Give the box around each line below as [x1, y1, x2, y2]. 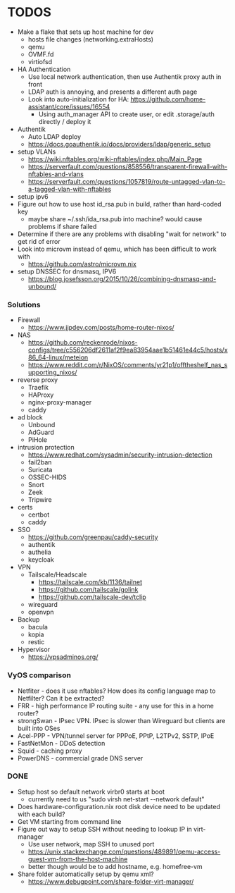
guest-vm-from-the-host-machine [27, 854, 128, 863]
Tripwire [27, 495, 53, 504]
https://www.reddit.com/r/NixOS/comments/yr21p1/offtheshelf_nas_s [27, 361, 228, 369]
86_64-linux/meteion [27, 353, 89, 362]
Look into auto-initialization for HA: [27, 94, 129, 103]
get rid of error [17, 237, 61, 245]
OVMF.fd [27, 50, 54, 58]
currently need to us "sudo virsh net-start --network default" [27, 794, 205, 803]
